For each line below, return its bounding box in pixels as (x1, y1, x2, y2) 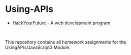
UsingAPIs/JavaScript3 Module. (5, 44, 71, 50)
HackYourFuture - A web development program (12, 20, 111, 26)
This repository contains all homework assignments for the (5, 39, 126, 45)
